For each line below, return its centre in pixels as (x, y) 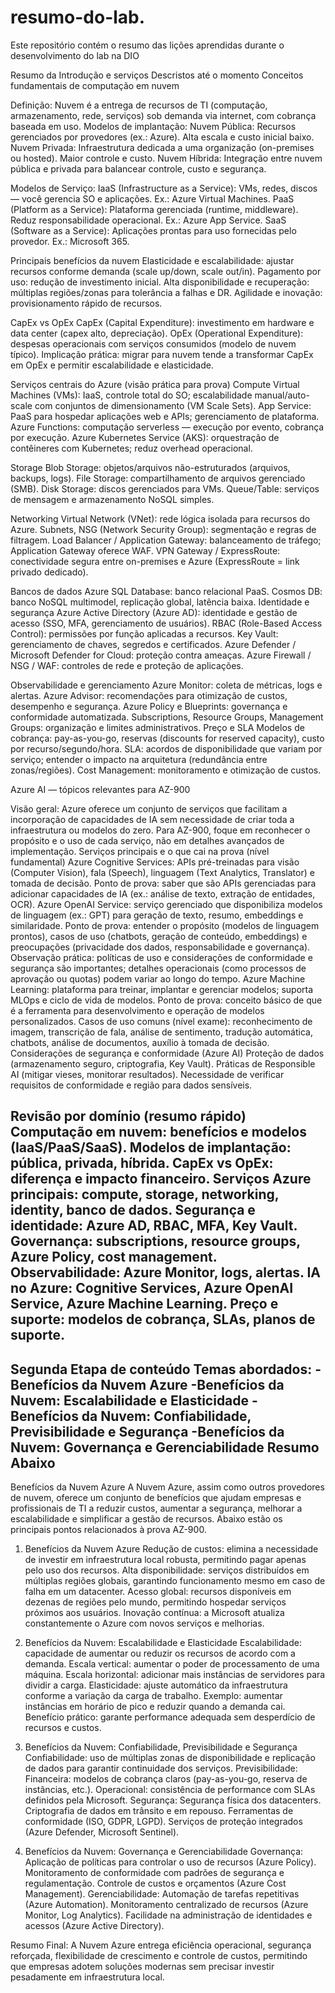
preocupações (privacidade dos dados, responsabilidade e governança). (160, 947)
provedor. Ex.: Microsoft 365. (70, 241)
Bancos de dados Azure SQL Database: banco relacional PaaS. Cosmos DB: (166, 591)
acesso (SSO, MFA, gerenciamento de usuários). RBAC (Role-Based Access (166, 623)
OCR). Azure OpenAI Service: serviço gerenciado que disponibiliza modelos (166, 904)
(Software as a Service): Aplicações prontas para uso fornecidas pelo (153, 230)
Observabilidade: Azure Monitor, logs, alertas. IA (166, 1272)
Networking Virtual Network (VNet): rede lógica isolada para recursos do (160, 518)
